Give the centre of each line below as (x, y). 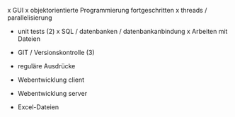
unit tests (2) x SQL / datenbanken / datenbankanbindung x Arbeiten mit (122, 31)
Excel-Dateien (38, 107)
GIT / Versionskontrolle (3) (56, 53)
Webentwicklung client (51, 80)
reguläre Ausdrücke (46, 66)
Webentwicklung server (52, 93)
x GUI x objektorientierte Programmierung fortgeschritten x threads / (107, 10)
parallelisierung (30, 18)
